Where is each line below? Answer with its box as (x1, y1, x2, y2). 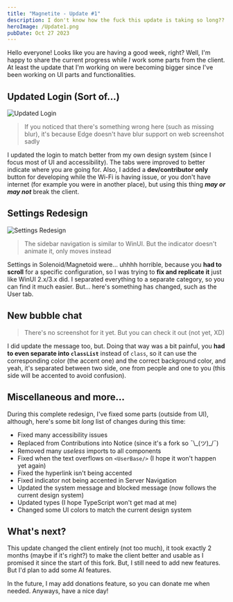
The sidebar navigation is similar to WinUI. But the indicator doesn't (24, 239, 217, 248)
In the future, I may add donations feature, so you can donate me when (7, 580, 210, 588)
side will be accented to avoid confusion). (7, 371, 127, 379)
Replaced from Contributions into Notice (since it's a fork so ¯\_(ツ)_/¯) (17, 438, 219, 447)
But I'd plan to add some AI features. (7, 566, 112, 574)
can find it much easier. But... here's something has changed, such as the (7, 282, 217, 291)
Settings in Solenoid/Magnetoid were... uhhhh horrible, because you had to (7, 260, 222, 268)
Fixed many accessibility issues (17, 431, 108, 439)
